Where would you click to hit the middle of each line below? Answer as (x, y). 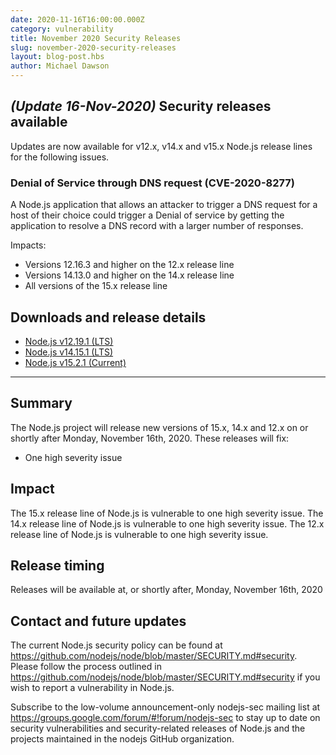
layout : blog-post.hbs (57, 57)
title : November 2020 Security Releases (96, 38)
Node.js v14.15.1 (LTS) (69, 352)
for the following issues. (60, 157)
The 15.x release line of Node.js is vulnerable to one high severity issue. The (167, 513)
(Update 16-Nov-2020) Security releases (141, 106)
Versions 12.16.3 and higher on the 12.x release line (129, 265)
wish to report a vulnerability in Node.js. (92, 688)
